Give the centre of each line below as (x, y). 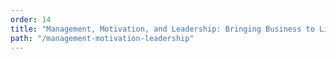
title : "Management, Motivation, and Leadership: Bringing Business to (162, 29)
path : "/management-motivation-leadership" (102, 38)
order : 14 (31, 19)
